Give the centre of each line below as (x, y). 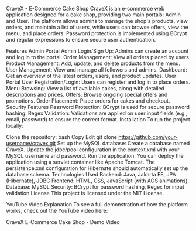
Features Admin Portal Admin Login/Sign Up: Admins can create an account (97, 51)
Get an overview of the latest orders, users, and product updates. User (91, 76)
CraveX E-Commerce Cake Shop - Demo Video (63, 222)
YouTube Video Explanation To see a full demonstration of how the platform (97, 204)
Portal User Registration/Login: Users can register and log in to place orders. (98, 82)
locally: (15, 126)
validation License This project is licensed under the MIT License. (85, 193)
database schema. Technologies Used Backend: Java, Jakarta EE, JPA (91, 174)
